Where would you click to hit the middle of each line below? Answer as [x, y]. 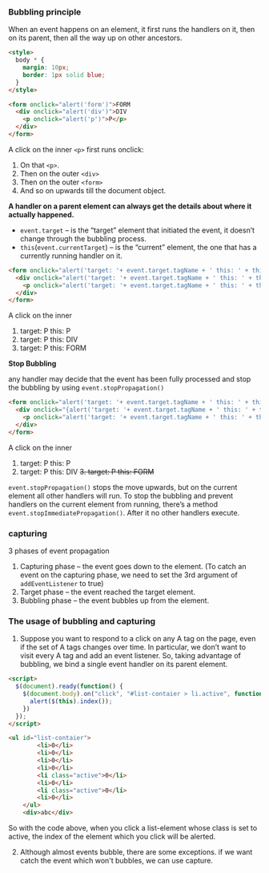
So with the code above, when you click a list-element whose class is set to [133, 828]
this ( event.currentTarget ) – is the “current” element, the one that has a [139, 247]
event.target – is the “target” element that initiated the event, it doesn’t [137, 230]
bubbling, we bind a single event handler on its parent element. [124, 665]
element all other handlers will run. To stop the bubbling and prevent [121, 495]
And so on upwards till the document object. [93, 190]
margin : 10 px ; [46, 68]
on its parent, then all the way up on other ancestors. [95, 38]
